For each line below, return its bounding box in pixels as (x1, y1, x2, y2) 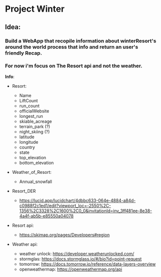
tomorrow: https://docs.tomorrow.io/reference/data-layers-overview (19, 261, 156, 267)
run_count (19, 103, 40, 109)
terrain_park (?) (19, 123, 50, 129)
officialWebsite (19, 108, 49, 114)
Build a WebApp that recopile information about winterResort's (5, 37, 157, 44)
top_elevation (19, 154, 47, 160)
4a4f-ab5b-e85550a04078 (19, 213, 74, 219)
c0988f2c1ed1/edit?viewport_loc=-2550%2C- (19, 203, 112, 208)
